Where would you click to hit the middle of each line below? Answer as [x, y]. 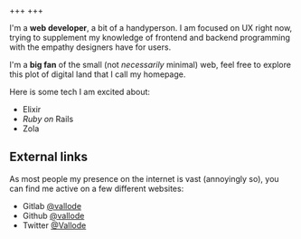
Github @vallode [53, 215]
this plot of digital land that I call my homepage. [98, 74]
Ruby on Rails [48, 119]
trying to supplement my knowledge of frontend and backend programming [150, 38]
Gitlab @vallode [52, 206]
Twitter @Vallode [54, 225]
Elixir [32, 109]
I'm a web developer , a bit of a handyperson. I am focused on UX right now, [151, 28]
